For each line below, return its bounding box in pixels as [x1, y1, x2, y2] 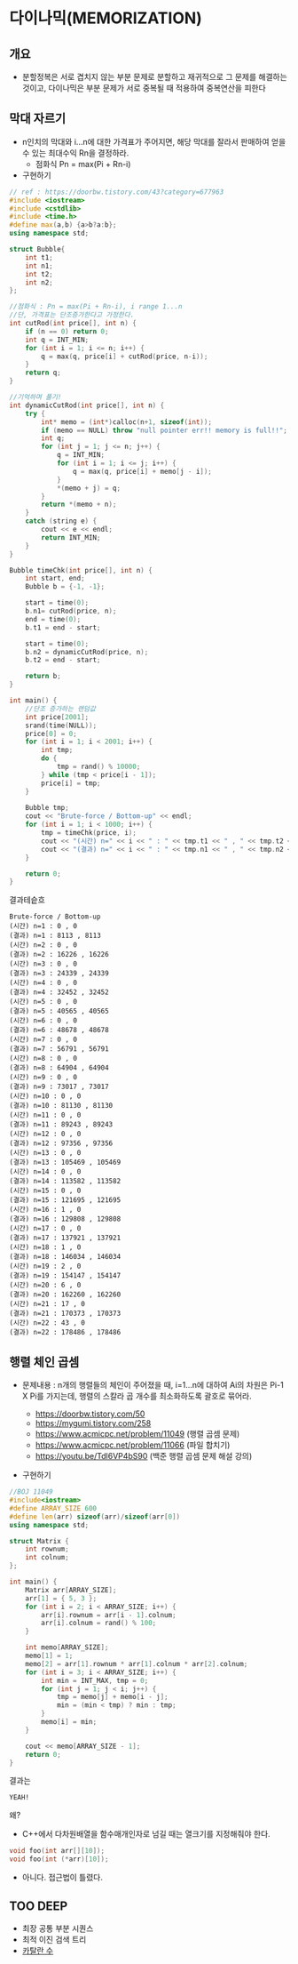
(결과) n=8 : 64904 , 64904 [9, 1063, 109, 1072]
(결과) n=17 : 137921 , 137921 [9, 1233, 122, 1243]
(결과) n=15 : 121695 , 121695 [9, 1196, 122, 1205]
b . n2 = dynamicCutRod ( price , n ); [25, 647, 149, 656]
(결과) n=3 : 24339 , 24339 [9, 969, 109, 978]
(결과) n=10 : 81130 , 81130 [9, 1102, 114, 1110]
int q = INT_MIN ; [25, 335, 90, 344]
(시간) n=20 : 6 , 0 [9, 1281, 82, 1290]
